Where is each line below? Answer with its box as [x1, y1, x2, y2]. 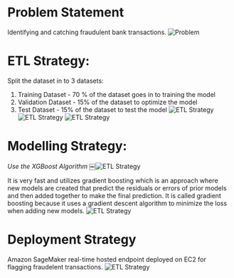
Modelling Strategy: [7, 138, 127, 154]
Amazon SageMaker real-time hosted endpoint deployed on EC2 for [7, 254, 206, 264]
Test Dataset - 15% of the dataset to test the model [17, 105, 167, 114]
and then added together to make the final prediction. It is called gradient [7, 191, 222, 200]
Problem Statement [7, 4, 124, 21]
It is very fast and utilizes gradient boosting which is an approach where [7, 176, 218, 185]
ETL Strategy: [7, 53, 90, 69]
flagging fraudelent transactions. [7, 262, 103, 271]
